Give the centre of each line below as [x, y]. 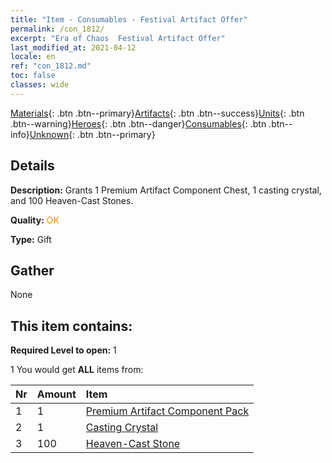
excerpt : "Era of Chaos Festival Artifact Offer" [118, 38]
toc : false [33, 76]
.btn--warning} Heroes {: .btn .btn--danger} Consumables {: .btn [138, 123]
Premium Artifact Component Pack [167, 411]
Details [32, 166]
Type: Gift [31, 239]
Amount [56, 394]
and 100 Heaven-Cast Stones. [72, 200]
